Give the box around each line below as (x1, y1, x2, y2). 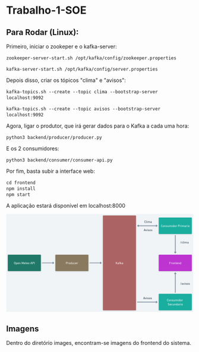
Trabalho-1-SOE (6, 4, 87, 17)
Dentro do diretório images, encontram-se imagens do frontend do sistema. (6, 340, 192, 347)
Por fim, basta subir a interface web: (6, 167, 95, 175)
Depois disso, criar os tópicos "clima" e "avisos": (6, 77, 127, 84)
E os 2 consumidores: (6, 145, 59, 152)
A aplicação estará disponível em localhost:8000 (6, 202, 126, 209)
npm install (6, 186, 36, 192)
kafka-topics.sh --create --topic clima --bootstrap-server (6, 89, 159, 95)
